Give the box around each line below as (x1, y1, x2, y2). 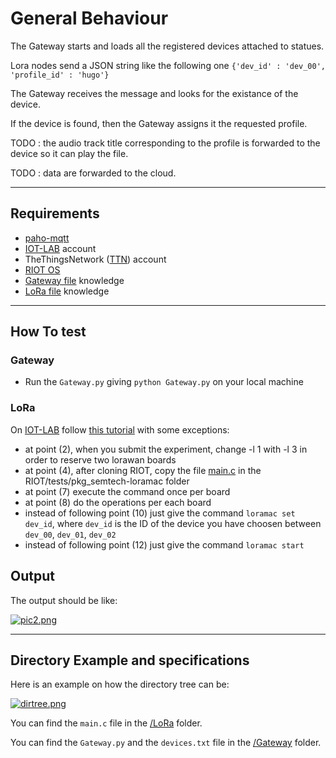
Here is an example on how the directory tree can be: (10, 678, 230, 691)
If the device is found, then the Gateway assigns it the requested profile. (10, 117, 308, 129)
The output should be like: (10, 594, 118, 606)
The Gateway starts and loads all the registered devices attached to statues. (10, 40, 325, 52)
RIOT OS (24, 263, 61, 276)
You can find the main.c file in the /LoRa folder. (10, 717, 203, 729)
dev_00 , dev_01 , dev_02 (24, 528, 117, 540)
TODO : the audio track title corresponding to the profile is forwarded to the (10, 137, 321, 149)
